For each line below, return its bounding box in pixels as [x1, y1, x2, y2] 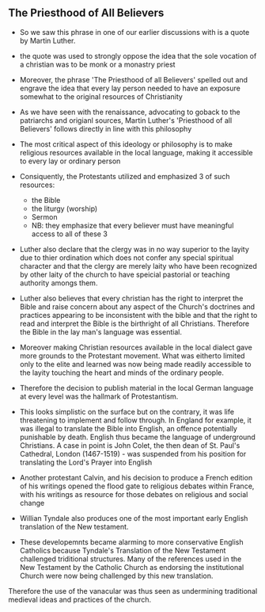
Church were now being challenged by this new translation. [19, 571, 214, 580]
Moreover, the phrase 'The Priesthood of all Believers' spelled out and [19, 75, 248, 84]
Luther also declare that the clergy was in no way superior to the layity [19, 244, 249, 254]
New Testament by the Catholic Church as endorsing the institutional [19, 562, 244, 572]
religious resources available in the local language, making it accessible [19, 147, 253, 157]
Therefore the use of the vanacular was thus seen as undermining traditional [8, 586, 258, 595]
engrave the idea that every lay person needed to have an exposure [19, 83, 241, 93]
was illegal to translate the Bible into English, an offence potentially [19, 423, 237, 433]
